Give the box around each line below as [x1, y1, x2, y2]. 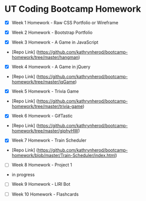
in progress [11, 172, 35, 177]
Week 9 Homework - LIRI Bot [11, 181, 71, 187]
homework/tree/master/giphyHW [11, 128, 79, 134]
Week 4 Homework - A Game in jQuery [11, 64, 91, 70]
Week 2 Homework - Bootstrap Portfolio [11, 29, 93, 35]
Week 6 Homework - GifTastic [11, 113, 73, 119]
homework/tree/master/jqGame [11, 79, 75, 85]
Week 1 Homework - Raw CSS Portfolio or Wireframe [11, 20, 119, 25]
